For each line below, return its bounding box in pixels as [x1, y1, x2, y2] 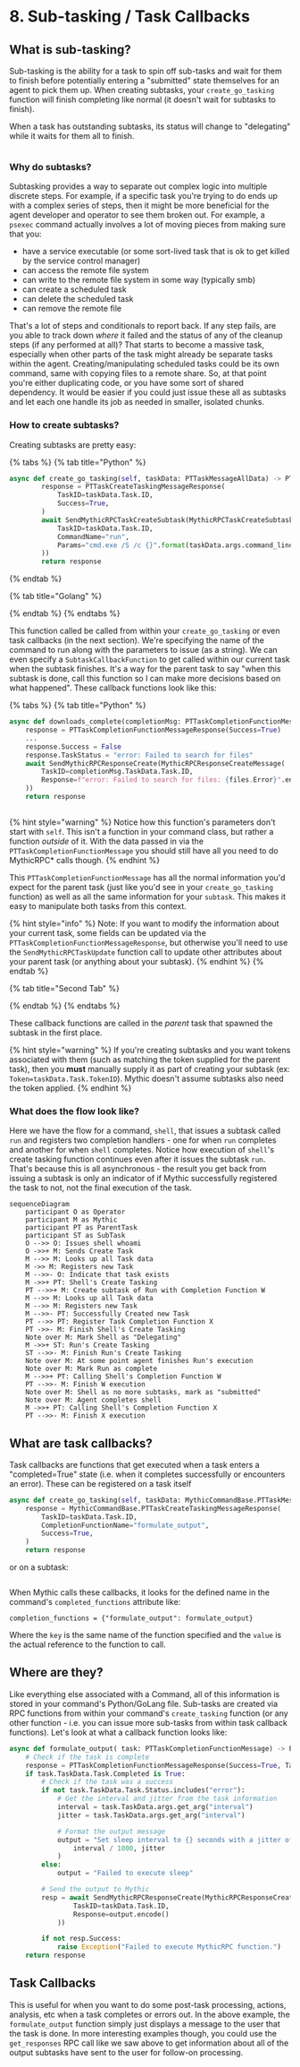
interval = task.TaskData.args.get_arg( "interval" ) [56, 1803, 254, 1812]
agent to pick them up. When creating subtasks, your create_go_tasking [9, 85, 275, 95]
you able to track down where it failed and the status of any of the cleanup [9, 330, 283, 341]
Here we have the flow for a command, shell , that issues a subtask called [9, 1126, 281, 1136]
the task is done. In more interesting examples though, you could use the [9, 2028, 277, 2038]
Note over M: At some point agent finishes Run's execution [25, 1357, 254, 1366]
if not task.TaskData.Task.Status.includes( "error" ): [41, 1786, 246, 1795]
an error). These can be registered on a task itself [9, 1478, 192, 1488]
